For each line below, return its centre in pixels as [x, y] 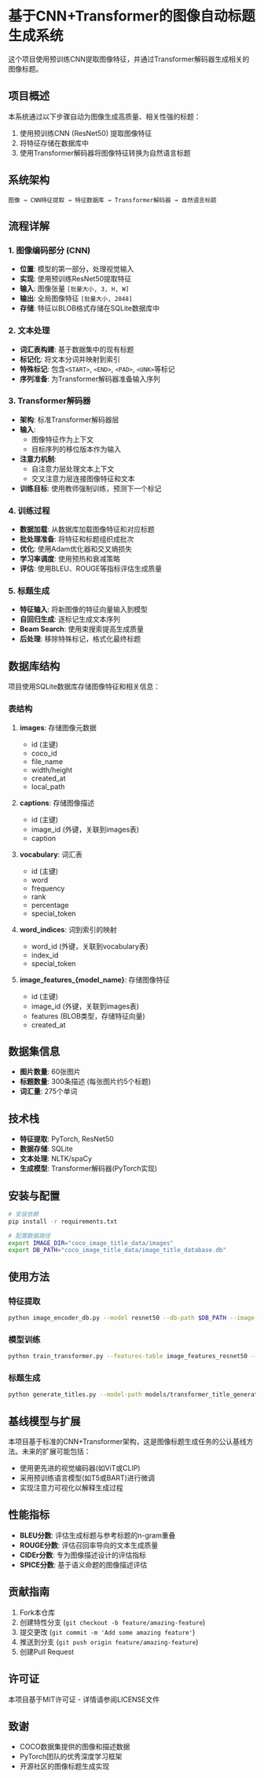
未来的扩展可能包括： [56, 1452]
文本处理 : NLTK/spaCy [56, 1159]
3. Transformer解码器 [49, 401]
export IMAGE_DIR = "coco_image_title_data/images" [91, 1243]
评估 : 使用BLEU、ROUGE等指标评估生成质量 [91, 569]
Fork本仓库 [37, 1612]
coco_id [44, 753]
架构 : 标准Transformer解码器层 [69, 419]
